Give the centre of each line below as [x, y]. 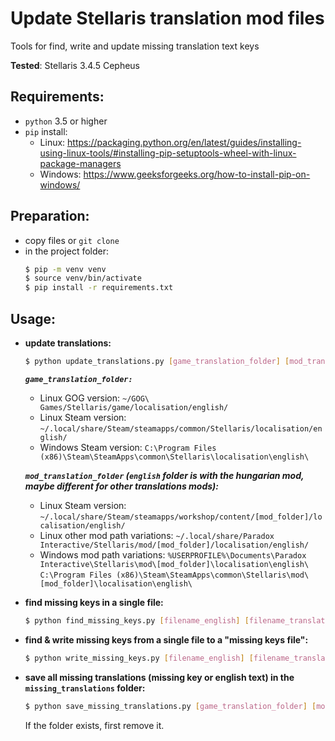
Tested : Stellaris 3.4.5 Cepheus [75, 65]
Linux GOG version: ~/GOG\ [94, 398]
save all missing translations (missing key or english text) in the [159, 677]
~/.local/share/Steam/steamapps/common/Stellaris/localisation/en [181, 428]
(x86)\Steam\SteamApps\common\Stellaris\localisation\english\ [174, 457]
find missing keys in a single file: [94, 602]
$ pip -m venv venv [65, 269]
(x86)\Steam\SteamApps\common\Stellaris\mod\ [213, 575]
